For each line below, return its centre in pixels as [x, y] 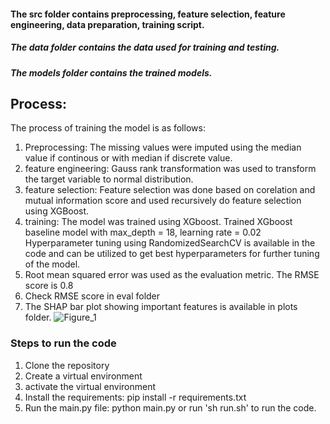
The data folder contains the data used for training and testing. [145, 47]
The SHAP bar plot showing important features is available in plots [161, 307]
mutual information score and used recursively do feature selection [163, 201]
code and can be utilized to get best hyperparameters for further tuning [172, 254]
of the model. [52, 264]
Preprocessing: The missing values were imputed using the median [163, 147]
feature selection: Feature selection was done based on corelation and [170, 190]
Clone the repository [67, 365]
